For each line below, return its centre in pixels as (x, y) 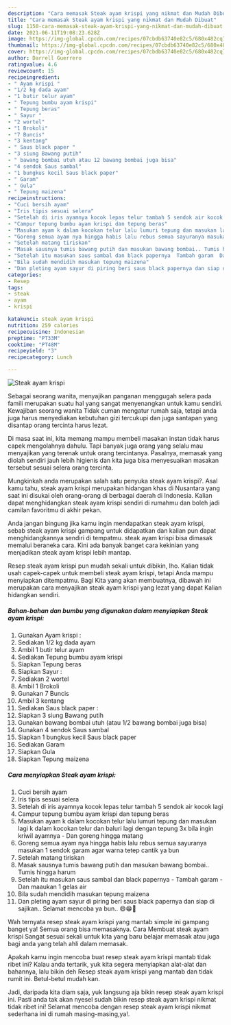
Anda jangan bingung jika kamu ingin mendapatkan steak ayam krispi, (106, 523)
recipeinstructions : (37, 198)
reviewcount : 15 (31, 71)
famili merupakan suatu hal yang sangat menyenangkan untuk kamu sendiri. (115, 403)
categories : (25, 275)
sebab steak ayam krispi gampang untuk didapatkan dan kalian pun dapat (112, 531)
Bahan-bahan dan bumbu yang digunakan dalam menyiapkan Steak (108, 610)
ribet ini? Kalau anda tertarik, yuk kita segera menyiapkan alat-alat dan (107, 964)
